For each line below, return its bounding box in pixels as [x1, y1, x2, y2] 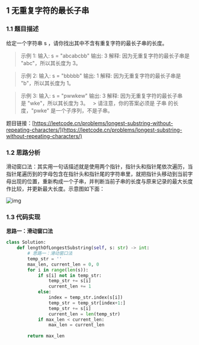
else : [37, 289, 52, 295]
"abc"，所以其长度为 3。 [20, 59, 81, 66]
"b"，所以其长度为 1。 [20, 79, 74, 87]
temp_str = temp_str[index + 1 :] [48, 300, 126, 306]
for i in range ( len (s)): [27, 267, 89, 273]
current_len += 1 [48, 283, 92, 289]
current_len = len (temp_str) [48, 311, 120, 317]
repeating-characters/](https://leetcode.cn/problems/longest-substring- [6, 126, 182, 133]
